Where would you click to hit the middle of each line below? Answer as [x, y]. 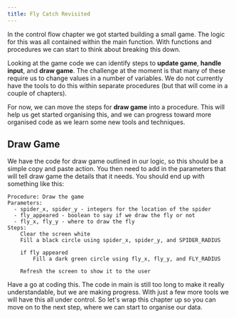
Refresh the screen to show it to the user [86, 272]
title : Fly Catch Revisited [49, 14]
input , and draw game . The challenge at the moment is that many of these [117, 70]
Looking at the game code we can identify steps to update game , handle [114, 63]
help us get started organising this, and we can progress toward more [109, 114]
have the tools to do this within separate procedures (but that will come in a [118, 85]
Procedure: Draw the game [45, 197]
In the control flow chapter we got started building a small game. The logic [116, 34]
